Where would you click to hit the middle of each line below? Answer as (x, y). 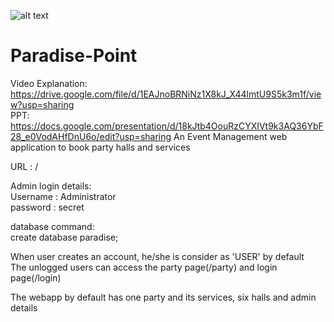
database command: (52, 226)
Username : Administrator (63, 196)
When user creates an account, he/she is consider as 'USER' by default (157, 256)
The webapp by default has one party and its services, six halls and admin (163, 297)
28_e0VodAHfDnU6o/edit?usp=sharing (91, 136)
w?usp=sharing (42, 104)
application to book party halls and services (100, 147)
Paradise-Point (74, 56)
